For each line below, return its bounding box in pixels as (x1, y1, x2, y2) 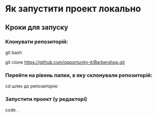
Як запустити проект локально (5, 3, 141, 15)
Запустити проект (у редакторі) (5, 96, 87, 103)
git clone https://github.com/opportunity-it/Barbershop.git (5, 59, 125, 65)
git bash (5, 49, 22, 55)
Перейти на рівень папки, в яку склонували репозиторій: (5, 71, 152, 78)
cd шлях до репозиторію (5, 83, 58, 89)
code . (5, 107, 19, 113)
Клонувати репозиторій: (5, 38, 69, 45)
